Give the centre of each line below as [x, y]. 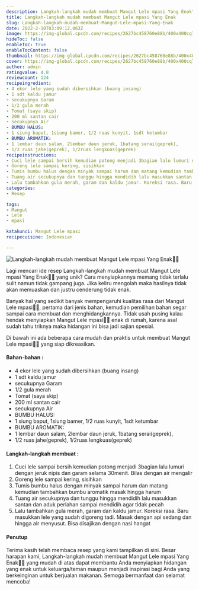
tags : [13, 204]
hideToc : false [25, 39]
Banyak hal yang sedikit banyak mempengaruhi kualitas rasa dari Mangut [95, 301]
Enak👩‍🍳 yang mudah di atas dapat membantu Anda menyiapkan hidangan [96, 563]
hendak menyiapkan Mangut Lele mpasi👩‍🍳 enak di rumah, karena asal [92, 320]
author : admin [24, 67]
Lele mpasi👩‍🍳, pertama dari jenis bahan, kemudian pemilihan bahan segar [96, 307]
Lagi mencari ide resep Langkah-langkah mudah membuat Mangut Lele [93, 270]
